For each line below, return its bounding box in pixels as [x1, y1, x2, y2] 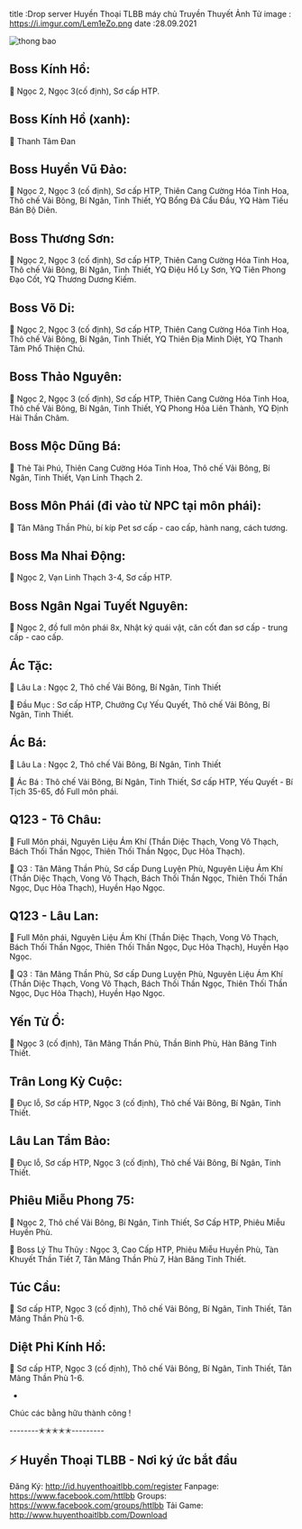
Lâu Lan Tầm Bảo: [9, 1133, 111, 1149]
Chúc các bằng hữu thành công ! [9, 1407, 132, 1419]
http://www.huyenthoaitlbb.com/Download [9, 1510, 168, 1521]
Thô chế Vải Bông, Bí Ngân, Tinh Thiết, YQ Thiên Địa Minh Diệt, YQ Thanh [9, 334, 283, 344]
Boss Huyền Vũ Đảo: [9, 162, 128, 178]
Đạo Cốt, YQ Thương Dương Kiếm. [9, 274, 137, 285]
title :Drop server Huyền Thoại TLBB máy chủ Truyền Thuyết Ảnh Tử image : [9, 9, 291, 19]
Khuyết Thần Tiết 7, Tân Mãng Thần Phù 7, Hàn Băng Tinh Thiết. [9, 1253, 246, 1264]
